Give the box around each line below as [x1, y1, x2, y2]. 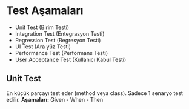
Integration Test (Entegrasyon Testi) [15, 30, 105, 37]
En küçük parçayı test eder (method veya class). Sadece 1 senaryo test [6, 89, 184, 97]
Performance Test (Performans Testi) [15, 49, 108, 56]
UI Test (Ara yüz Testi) [15, 43, 71, 50]
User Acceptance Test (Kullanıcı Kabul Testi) [15, 56, 127, 63]
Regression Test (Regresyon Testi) [15, 36, 101, 44]
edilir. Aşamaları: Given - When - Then [6, 96, 104, 103]
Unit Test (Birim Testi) [15, 24, 70, 31]
